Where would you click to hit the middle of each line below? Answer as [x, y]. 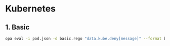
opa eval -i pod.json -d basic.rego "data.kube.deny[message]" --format [83, 38]
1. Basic [17, 27]
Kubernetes [31, 9]
